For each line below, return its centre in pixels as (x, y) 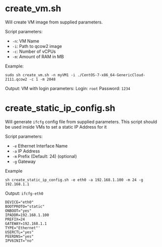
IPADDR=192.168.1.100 (27, 215)
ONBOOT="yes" (18, 211)
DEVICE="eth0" (20, 202)
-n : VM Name (26, 41)
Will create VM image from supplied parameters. (54, 22)
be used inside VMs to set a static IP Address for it (56, 127)
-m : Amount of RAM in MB (38, 56)
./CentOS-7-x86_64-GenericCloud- (112, 75)
